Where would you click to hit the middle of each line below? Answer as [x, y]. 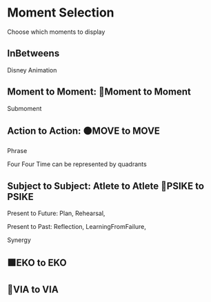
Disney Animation [32, 70]
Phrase [17, 151]
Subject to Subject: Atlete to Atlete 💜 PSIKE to [106, 186]
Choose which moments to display [56, 32]
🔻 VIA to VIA [33, 289]
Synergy [19, 240]
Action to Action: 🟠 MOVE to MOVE [84, 131]
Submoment [24, 108]
